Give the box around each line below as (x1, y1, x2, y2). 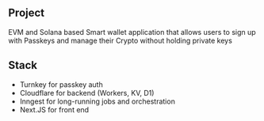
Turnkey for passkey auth (19, 79, 103, 89)
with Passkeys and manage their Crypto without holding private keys (8, 36, 232, 45)
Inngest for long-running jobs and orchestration (19, 96, 176, 106)
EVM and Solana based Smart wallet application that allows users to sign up (8, 27, 256, 36)
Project (8, 6, 45, 20)
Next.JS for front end (19, 104, 90, 114)
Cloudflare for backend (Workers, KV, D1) (19, 88, 155, 97)
